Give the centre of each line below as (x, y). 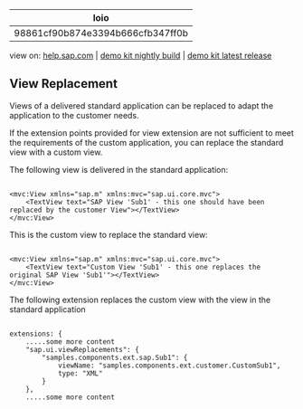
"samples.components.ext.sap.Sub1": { (115, 357)
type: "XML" (80, 373)
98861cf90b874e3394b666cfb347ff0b (101, 33)
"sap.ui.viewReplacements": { (83, 349)
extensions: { (36, 334)
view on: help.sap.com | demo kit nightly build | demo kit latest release (141, 55)
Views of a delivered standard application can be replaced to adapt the (142, 105)
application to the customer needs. (74, 115)
